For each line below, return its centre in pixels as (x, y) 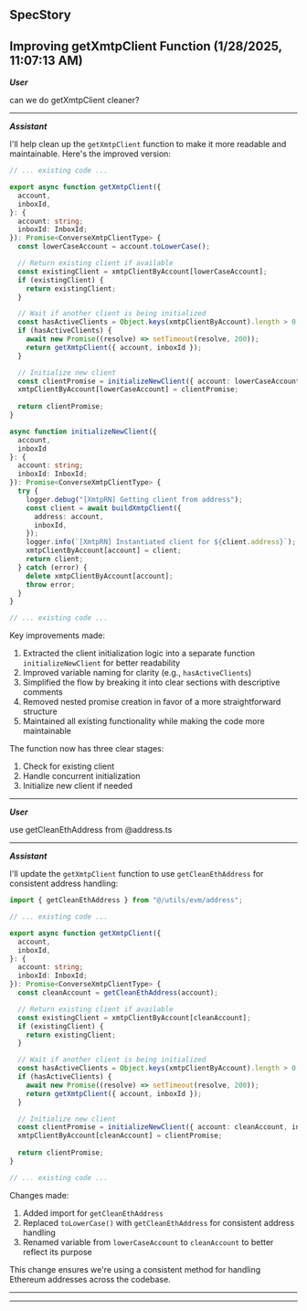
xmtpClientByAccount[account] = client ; (104, 551)
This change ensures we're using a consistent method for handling (135, 1269)
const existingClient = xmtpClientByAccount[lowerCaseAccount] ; (143, 272)
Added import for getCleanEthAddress (93, 1213)
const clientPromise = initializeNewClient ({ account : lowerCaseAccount (159, 381)
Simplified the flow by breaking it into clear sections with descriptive (151, 682)
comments (42, 692)
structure (40, 711)
